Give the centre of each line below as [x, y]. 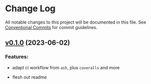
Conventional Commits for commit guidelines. [51, 27]
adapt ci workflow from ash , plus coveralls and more [66, 67]
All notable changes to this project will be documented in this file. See [76, 22]
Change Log [30, 9]
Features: [17, 57]
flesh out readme [30, 77]
